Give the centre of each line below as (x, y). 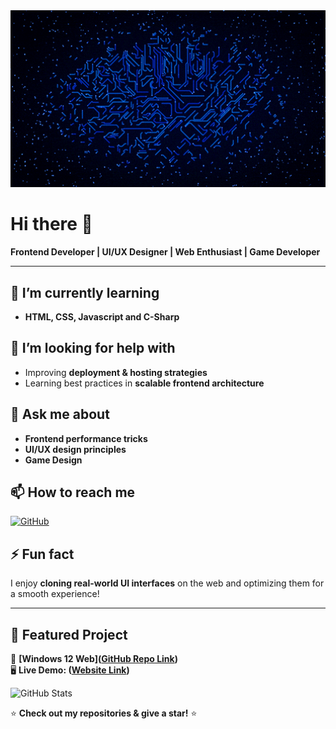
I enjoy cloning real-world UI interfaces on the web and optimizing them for (167, 583)
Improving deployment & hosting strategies (116, 372)
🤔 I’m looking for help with (93, 348)
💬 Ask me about (60, 414)
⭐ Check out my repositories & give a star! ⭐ (104, 713)
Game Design (53, 460)
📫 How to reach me (73, 492)
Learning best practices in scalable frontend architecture (144, 383)
